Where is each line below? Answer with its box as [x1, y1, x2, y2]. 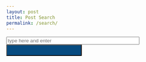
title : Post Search [6, 14, 56, 20]
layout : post [6, 8, 39, 15]
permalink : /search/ [6, 20, 59, 26]
